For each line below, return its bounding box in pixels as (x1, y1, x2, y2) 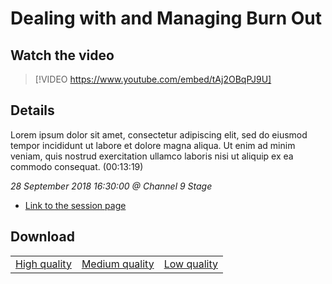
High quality (15, 257, 72, 271)
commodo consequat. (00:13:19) (10, 160, 144, 172)
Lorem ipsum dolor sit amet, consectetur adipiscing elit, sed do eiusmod (10, 128, 308, 141)
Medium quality (81, 257, 155, 271)
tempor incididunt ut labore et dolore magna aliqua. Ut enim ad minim (10, 139, 296, 151)
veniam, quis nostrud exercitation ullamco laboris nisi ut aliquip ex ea (10, 150, 294, 162)
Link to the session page (24, 199, 127, 211)
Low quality (163, 257, 218, 271)
